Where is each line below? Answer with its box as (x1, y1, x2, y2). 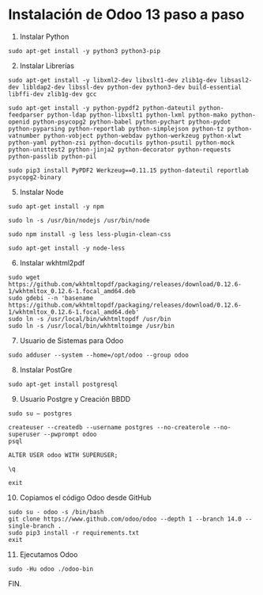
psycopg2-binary (8, 173, 62, 181)
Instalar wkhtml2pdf (19, 257, 85, 267)
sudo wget (8, 273, 41, 281)
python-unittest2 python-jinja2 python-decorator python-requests (8, 145, 231, 154)
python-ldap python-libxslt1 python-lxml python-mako (47, 111, 227, 119)
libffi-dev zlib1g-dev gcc (8, 90, 97, 98)
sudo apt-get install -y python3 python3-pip (8, 47, 160, 55)
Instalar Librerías (19, 61, 75, 71)
